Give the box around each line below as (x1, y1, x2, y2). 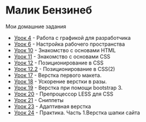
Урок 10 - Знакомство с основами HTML (14, 46, 116, 53)
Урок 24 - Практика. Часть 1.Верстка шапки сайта (14, 109, 141, 116)
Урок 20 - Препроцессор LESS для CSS (14, 90, 114, 97)
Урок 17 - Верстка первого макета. (14, 72, 102, 79)
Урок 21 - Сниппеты (14, 96, 64, 103)
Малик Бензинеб (5, 4, 92, 17)
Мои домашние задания (5, 23, 67, 30)
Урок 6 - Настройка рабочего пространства (14, 40, 125, 48)
